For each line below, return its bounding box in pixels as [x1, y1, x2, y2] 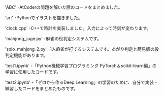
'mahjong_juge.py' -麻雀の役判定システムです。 [5, 36, 102, 41]
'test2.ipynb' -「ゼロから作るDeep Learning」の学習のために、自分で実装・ [5, 79, 159, 85]
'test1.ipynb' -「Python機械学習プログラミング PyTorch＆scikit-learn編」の [5, 63, 157, 68]
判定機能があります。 [5, 52, 48, 58]
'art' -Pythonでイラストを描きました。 [5, 15, 83, 21]
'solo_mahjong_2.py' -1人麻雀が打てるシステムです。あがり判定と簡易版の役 [5, 46, 159, 52]
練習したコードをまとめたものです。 [5, 86, 78, 91]
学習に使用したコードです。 [5, 69, 61, 75]
